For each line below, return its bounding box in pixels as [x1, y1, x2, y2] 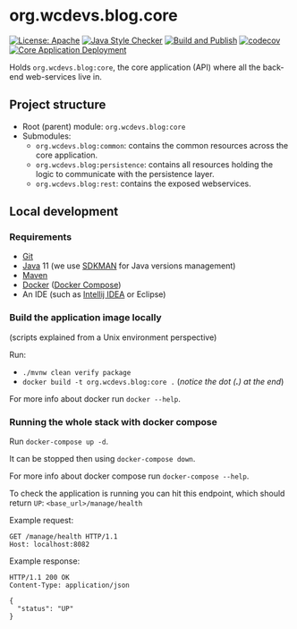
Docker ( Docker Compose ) [21, 279, 122, 291]
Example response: [9, 556, 81, 566]
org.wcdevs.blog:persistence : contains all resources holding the [35, 158, 274, 170]
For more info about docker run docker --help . [9, 393, 182, 404]
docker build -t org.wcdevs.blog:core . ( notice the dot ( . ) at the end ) [21, 376, 284, 387]
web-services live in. [25, 71, 103, 81]
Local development [9, 204, 119, 219]
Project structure [9, 98, 106, 113]
